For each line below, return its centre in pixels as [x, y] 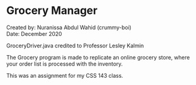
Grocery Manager [52, 11]
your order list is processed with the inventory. [65, 64]
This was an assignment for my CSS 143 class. [65, 75]
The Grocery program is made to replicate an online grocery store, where [98, 57]
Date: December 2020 [34, 33]
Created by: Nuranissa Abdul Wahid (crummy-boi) [69, 27]
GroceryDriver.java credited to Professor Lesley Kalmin [75, 46]
